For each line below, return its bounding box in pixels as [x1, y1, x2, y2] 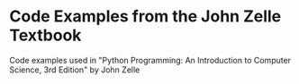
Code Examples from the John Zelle [9, 6, 282, 27]
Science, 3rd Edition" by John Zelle [9, 64, 140, 75]
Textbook [9, 25, 82, 46]
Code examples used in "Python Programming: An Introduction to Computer [9, 55, 291, 65]
